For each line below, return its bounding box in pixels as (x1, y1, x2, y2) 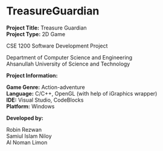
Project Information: (6, 72, 58, 79)
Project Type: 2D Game (6, 30, 65, 37)
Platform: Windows (6, 102, 55, 109)
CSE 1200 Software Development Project (6, 42, 108, 49)
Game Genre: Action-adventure (6, 83, 86, 91)
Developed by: (6, 114, 44, 122)
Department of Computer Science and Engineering (6, 54, 133, 61)
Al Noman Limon (6, 138, 48, 146)
